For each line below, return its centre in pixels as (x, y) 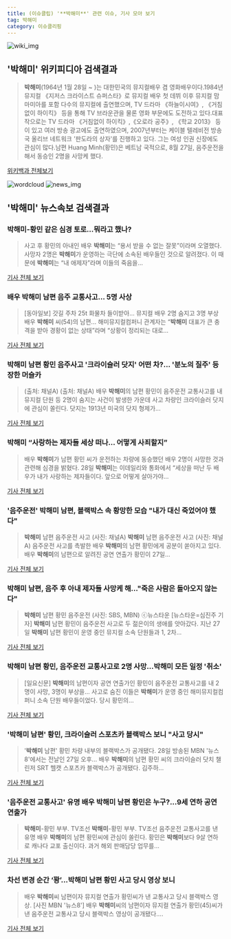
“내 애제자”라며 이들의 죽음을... (102, 262)
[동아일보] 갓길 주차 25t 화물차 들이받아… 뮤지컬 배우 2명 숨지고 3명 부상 (121, 313)
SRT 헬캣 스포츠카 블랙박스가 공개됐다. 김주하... (100, 767)
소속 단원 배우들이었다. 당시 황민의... (85, 700)
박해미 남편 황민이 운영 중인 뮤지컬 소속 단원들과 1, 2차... (107, 632)
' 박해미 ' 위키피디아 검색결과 (63, 69)
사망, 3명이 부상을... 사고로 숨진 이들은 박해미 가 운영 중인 (113, 691)
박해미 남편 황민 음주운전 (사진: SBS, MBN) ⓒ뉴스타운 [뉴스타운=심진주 (120, 615)
